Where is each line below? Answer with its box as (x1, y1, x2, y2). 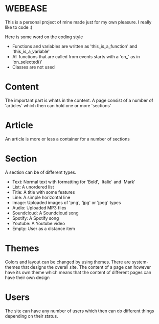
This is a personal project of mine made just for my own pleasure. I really (5, 19, 152, 25)
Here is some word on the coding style (5, 34, 83, 40)
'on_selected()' (12, 59, 43, 65)
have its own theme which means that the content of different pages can (5, 269, 152, 275)
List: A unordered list (12, 184, 54, 190)
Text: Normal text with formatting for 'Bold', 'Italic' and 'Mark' (12, 179, 136, 185)
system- (132, 259, 149, 265)
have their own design (5, 275, 50, 280)
